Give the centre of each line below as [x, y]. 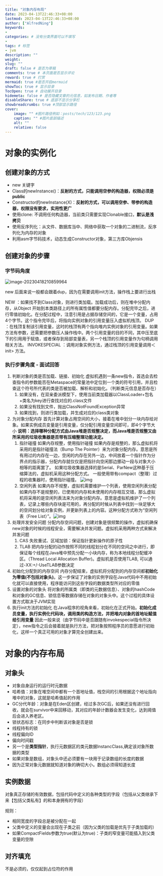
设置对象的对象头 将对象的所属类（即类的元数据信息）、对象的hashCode [83, 590]
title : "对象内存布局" [26, 10]
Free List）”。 [41, 516]
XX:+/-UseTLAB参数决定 [50, 565]
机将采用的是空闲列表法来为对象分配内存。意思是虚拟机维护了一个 [85, 498]
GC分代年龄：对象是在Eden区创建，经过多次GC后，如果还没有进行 [79, 704]
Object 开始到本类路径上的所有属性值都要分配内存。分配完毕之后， [84, 308]
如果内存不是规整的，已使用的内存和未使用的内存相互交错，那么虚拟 [87, 492]
